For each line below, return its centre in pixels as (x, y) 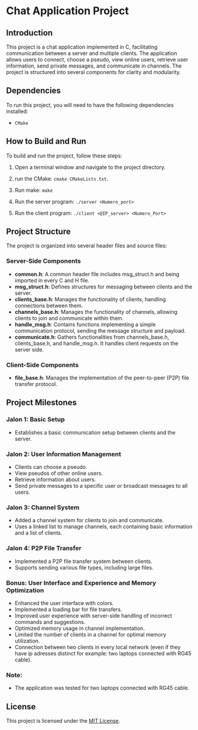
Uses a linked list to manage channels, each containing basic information (103, 527)
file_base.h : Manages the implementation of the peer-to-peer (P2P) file (102, 378)
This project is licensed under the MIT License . (63, 721)
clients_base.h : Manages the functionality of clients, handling (90, 299)
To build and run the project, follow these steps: (64, 156)
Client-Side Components (42, 365)
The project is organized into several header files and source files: (87, 246)
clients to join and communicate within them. (69, 318)
